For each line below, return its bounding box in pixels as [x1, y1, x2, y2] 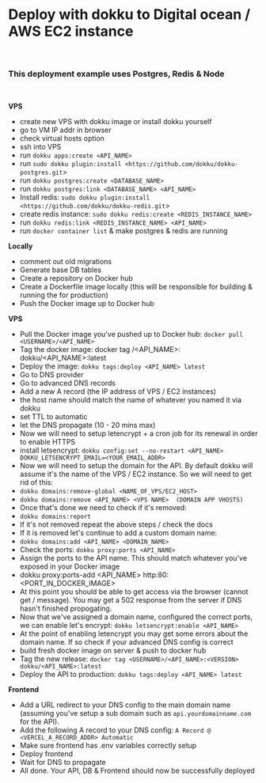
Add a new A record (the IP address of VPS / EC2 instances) [19, 387, 216, 396]
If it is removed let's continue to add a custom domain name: [19, 528, 218, 538]
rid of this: [19, 478, 54, 487]
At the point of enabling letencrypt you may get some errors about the [19, 629, 249, 638]
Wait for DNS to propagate [19, 758, 106, 767]
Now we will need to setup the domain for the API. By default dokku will [19, 461, 253, 471]
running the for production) [19, 290, 109, 300]
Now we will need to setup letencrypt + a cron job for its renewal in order [19, 429, 258, 438]
